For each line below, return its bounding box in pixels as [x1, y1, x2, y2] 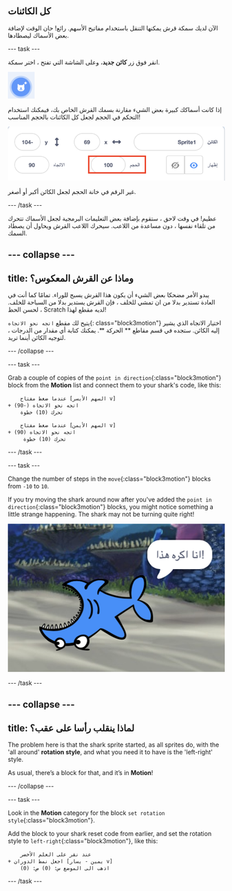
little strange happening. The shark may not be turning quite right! [8, 510, 195, 519]
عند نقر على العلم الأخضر [20, 851, 92, 859]
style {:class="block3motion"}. [8, 816, 96, 825]
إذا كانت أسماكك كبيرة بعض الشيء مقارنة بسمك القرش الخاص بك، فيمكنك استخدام [8, 105, 222, 113]
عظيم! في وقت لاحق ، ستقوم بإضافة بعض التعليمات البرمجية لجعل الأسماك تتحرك [8, 214, 217, 222]
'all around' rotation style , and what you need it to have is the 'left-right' [8, 748, 213, 756]
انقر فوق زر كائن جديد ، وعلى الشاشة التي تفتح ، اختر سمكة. [8, 58, 160, 66]
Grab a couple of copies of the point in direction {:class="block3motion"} [8, 374, 222, 382]
